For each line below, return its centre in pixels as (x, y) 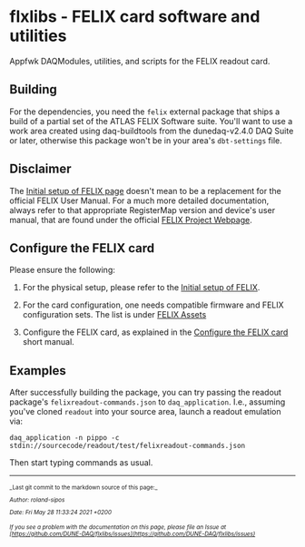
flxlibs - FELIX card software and (135, 17)
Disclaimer (40, 169)
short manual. (48, 342)
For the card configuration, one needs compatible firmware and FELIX (153, 305)
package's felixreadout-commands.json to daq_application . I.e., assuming (148, 402)
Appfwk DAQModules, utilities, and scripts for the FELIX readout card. (140, 61)
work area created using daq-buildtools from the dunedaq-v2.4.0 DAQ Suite (152, 131)
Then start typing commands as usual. (81, 463)
